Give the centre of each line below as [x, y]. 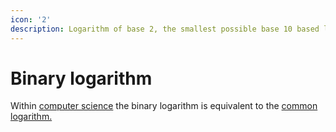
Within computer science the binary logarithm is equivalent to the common [164, 106]
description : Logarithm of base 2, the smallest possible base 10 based [165, 29]
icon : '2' [31, 19]
